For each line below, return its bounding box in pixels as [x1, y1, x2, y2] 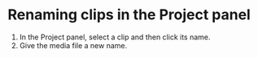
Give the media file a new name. [19, 40, 128, 50]
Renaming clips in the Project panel [7, 6, 251, 24]
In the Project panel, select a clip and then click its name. [19, 32, 211, 42]
